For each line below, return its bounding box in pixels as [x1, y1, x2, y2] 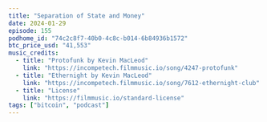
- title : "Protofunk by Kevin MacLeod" [15, 57, 149, 65]
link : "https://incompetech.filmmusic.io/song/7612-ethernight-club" [22, 79, 261, 87]
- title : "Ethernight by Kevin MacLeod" [15, 71, 152, 79]
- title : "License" [15, 86, 81, 95]
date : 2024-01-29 [8, 19, 67, 27]
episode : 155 [8, 26, 52, 35]
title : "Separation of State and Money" [8, 11, 146, 20]
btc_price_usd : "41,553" [8, 42, 91, 50]
